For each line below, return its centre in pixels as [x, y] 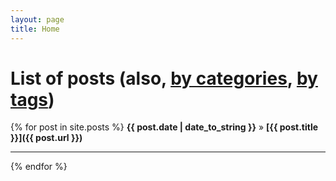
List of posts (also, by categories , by [164, 78]
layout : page [37, 19]
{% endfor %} [39, 167]
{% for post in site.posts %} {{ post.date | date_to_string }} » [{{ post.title [164, 127]
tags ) [32, 99]
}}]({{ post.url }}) [46, 138]
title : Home [35, 29]
